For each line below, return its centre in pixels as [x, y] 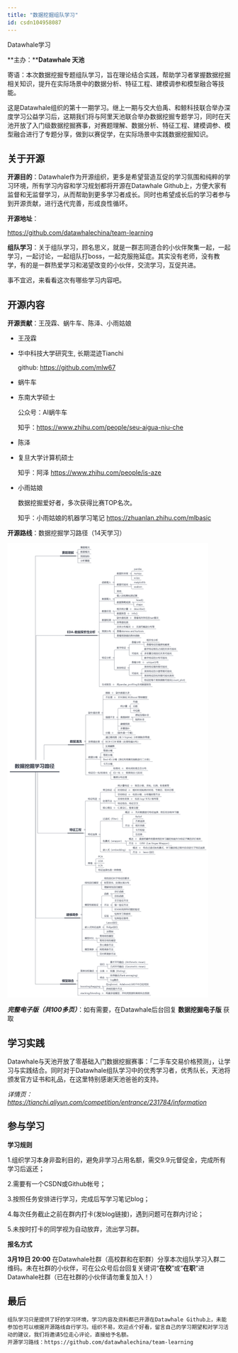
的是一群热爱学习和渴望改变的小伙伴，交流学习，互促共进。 [113, 265]
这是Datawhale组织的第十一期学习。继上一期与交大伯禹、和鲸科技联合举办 [116, 107]
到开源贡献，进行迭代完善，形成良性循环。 [69, 204]
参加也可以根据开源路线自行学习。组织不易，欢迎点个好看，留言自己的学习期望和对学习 [115, 1327]
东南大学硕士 [36, 397]
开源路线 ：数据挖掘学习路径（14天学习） [67, 533]
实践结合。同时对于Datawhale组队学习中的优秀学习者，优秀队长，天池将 [125, 1070]
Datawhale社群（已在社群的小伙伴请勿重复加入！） [82, 1276]
